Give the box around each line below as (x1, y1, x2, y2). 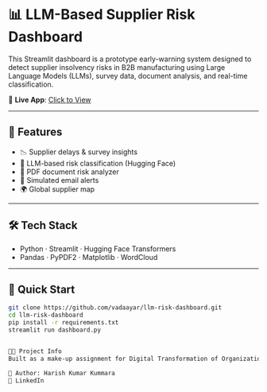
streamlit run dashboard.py (8, 326, 102, 334)
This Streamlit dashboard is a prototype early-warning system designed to (8, 54, 252, 64)
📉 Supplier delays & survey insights (19, 147, 137, 157)
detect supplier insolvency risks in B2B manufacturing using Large (8, 62, 226, 72)
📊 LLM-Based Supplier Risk (8, 6, 195, 24)
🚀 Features (8, 126, 63, 139)
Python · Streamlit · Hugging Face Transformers (19, 243, 176, 254)
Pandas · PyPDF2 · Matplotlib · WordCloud (19, 252, 158, 262)
